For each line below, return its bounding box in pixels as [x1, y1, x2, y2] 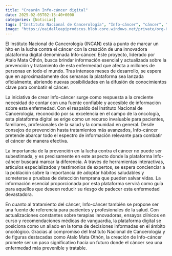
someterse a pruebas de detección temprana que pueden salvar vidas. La [5, 175, 161, 181]
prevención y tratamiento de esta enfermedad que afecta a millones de [5, 63, 155, 69]
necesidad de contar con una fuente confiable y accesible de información [5, 100, 161, 106]
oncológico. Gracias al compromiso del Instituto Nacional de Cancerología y [5, 229, 165, 235]
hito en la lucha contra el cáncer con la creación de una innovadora [5, 46, 147, 52]
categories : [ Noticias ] [5, 17, 56, 22]
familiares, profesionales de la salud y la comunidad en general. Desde [5, 122, 155, 128]
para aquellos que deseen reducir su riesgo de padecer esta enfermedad [5, 186, 160, 192]
